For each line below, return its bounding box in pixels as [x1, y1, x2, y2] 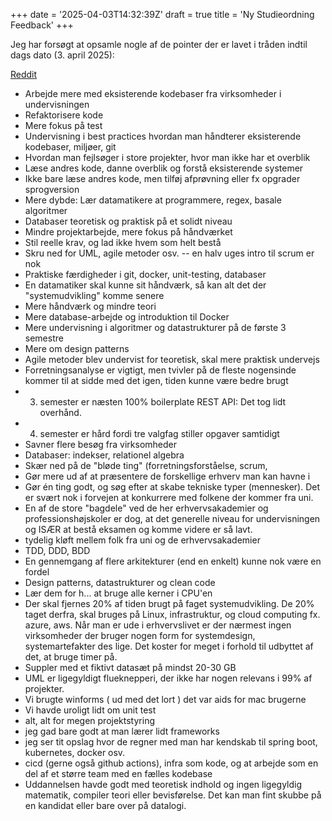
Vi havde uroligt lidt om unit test [24, 704, 157, 716]
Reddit [10, 69, 38, 80]
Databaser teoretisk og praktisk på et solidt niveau [24, 215, 233, 227]
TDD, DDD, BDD [24, 545, 91, 556]
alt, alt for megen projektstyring [24, 715, 155, 726]
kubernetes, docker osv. [24, 747, 126, 758]
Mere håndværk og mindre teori [24, 300, 157, 312]
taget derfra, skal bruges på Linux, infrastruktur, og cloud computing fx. [24, 609, 321, 620]
